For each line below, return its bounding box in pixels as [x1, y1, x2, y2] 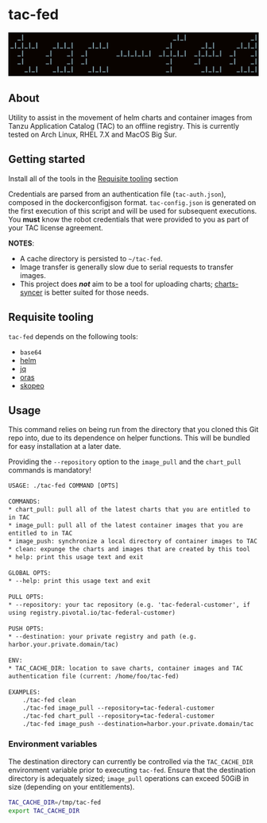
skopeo [19, 381, 45, 390]
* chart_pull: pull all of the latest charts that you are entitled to [8, 506, 250, 514]
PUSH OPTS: [8, 625, 44, 633]
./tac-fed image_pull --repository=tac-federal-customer [22, 705, 215, 713]
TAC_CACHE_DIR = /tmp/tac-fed [8, 798, 102, 806]
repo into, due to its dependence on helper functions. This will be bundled [8, 433, 250, 442]
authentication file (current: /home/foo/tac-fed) [8, 673, 180, 681]
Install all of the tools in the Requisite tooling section [8, 173, 179, 184]
